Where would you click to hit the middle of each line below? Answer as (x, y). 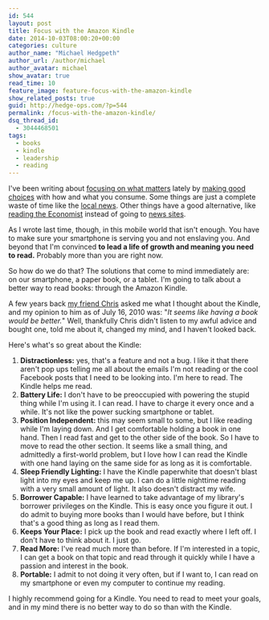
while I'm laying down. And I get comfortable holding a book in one (130, 429)
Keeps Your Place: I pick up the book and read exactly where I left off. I (138, 531)
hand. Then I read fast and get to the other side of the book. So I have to (139, 438)
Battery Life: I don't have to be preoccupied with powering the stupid (134, 395)
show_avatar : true (39, 76)
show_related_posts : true (51, 98)
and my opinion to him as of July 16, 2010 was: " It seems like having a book (133, 312)
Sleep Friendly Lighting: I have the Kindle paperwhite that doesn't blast (139, 472)
